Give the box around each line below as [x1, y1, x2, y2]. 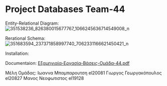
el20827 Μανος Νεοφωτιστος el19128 [5, 75, 84, 81]
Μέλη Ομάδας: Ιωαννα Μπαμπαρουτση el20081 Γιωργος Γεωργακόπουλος [5, 69, 162, 76]
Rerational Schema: [5, 35, 46, 41]
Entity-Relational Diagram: [5, 20, 59, 26]
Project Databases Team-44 [5, 4, 125, 15]
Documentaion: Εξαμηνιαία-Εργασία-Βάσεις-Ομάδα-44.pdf [5, 60, 130, 66]
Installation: [5, 50, 29, 56]
